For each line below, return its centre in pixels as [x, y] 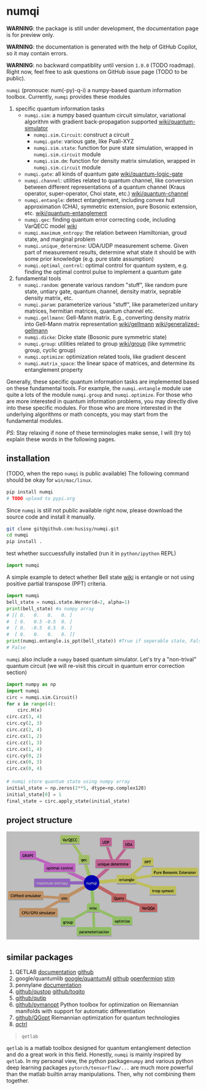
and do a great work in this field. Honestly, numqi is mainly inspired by [94, 1054]
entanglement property [54, 369]
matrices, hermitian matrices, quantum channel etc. [90, 311]
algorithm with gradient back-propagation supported [91, 122]
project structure [40, 820]
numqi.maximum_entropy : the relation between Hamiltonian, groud [105, 232]
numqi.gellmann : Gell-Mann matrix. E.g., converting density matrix [107, 317]
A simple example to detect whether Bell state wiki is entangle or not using [101, 577]
